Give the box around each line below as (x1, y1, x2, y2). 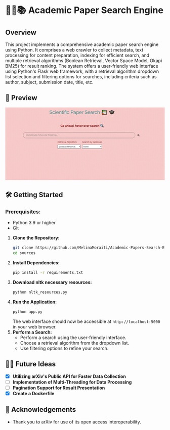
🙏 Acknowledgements (5, 405, 76, 414)
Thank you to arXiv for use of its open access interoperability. (12, 418, 142, 425)
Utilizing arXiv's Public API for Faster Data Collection (12, 373, 126, 379)
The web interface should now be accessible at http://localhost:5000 (12, 318, 160, 324)
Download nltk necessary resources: (12, 279, 92, 285)
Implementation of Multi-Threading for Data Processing (12, 379, 132, 385)
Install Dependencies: (12, 260, 60, 266)
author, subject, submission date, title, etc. (5, 79, 94, 85)
